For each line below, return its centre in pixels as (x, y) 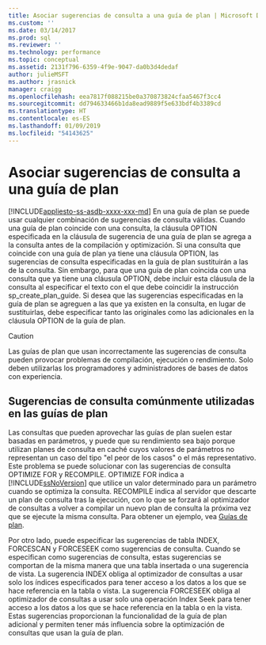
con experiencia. (36, 376)
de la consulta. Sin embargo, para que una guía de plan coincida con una (127, 270)
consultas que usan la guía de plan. (66, 633)
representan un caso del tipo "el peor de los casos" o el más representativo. (132, 458)
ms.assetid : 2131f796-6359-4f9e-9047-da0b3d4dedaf (93, 67)
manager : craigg (35, 89)
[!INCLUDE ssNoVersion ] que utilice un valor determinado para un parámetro (133, 483)
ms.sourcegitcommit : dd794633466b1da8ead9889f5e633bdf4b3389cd (115, 104)
